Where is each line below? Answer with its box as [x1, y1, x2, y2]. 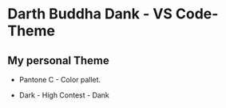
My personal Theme [7, 54, 109, 67]
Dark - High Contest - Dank [18, 90, 109, 100]
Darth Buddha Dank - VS [7, 5, 173, 23]
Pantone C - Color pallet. [18, 75, 101, 84]
